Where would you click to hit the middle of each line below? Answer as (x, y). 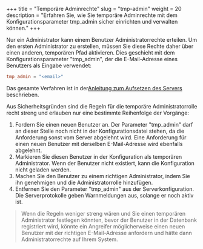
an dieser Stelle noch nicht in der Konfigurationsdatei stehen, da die (100, 131)
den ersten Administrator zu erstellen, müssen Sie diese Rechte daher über (100, 46)
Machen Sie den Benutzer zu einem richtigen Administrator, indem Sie (102, 176)
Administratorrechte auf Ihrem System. (69, 239)
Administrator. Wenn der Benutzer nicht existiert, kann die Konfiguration (105, 163)
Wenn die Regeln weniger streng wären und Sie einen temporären (103, 213)
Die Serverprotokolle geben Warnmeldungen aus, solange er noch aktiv (104, 195)
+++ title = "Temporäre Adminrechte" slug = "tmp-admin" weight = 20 (94, 9)
